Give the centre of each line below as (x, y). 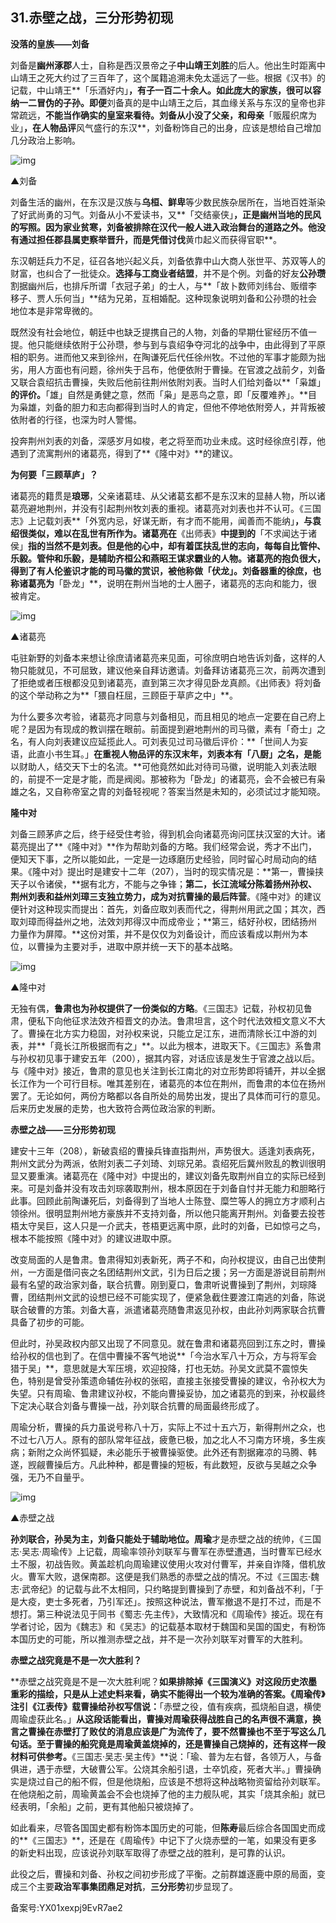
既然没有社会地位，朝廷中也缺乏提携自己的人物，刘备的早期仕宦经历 (150, 332)
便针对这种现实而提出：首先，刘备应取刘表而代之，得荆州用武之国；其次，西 (168, 909)
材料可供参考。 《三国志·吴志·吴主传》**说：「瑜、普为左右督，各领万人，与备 (166, 1756)
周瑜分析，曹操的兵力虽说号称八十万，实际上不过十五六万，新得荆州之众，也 (168, 1427)
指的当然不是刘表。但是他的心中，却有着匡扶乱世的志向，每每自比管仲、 (177, 545)
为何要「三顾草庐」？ (54, 474)
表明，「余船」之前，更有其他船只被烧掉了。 (108, 1806)
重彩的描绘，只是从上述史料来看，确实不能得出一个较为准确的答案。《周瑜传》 (168, 1694)
